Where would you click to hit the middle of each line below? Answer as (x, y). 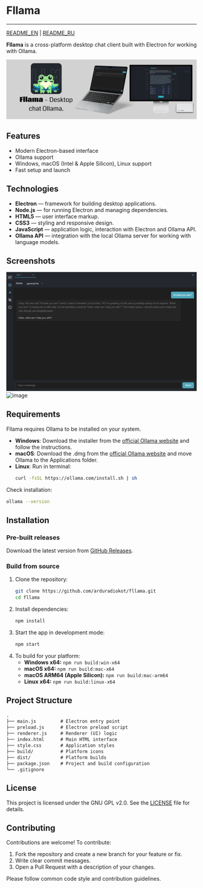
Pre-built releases (33, 537)
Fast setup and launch (43, 170)
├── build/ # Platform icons (55, 751)
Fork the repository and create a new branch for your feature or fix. (98, 854)
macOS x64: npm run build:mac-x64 (69, 669)
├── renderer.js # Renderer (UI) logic (62, 733)
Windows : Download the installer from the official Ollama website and (102, 440)
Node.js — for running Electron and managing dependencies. (92, 210)
